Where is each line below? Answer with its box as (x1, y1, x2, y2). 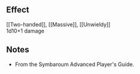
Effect (6, 5, 29, 15)
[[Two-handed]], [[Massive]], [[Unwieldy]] (6, 20, 111, 28)
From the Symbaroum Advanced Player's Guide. (14, 60, 135, 68)
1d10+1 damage (6, 27, 44, 34)
